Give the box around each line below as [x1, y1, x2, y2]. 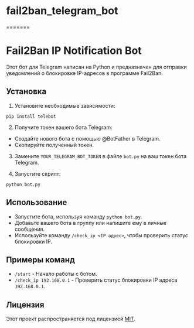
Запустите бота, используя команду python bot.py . [14, 213, 142, 220]
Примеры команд [6, 255, 75, 265]
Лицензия [6, 300, 45, 310]
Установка [6, 87, 47, 97]
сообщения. [14, 225, 45, 233]
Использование [6, 197, 67, 207]
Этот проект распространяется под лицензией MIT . [6, 315, 136, 323]
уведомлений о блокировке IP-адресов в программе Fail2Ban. [6, 69, 163, 77]
